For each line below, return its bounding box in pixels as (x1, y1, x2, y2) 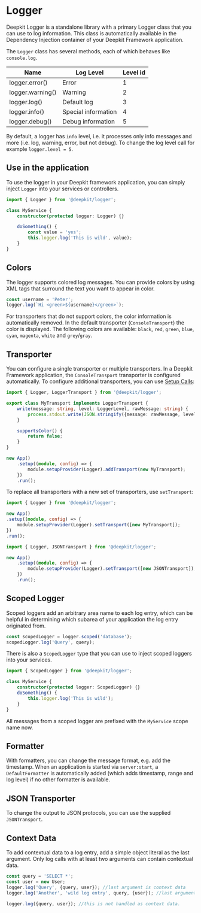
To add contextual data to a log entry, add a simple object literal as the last (6, 849, 190, 856)
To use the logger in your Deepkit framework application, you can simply (6, 178, 185, 186)
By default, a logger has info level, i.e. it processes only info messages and (6, 132, 192, 139)
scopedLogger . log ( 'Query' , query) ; (6, 639, 95, 645)
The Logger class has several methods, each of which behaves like (6, 47, 170, 54)
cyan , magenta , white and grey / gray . (6, 332, 93, 339)
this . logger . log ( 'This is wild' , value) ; (28, 235, 133, 241)
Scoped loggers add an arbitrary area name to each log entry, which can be (6, 609, 193, 617)
